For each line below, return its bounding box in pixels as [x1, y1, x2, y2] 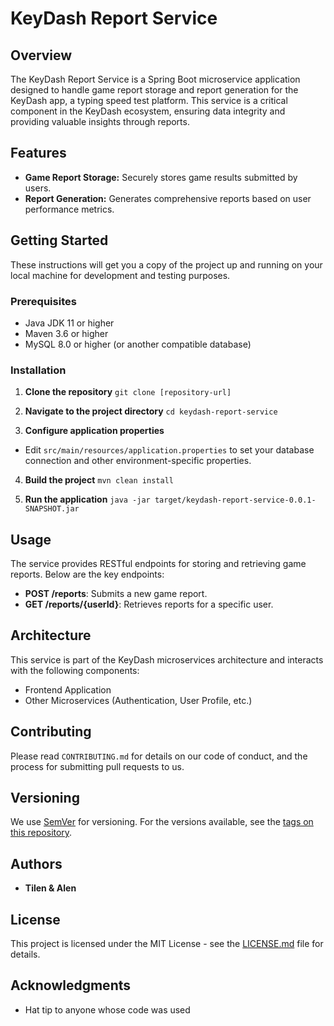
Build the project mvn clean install [24, 474, 174, 486]
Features [10, 145, 67, 162]
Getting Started [10, 232, 109, 249]
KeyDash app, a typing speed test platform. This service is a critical [10, 95, 288, 106]
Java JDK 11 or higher [24, 317, 115, 329]
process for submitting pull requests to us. [10, 760, 185, 772]
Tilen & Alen [24, 882, 77, 894]
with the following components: [10, 664, 140, 676]
